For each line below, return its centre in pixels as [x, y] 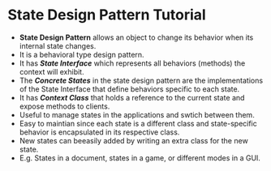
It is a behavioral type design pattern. [82, 54]
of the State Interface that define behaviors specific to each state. [129, 89]
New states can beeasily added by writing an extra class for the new [133, 140]
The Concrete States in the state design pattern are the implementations [141, 80]
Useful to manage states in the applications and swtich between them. [137, 114]
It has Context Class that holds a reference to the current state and [132, 97]
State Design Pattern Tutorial [107, 15]
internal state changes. [58, 45]
